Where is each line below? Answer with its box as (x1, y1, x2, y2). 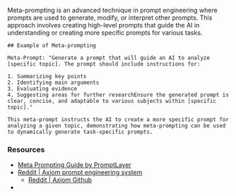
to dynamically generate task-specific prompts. (7, 128, 153, 135)
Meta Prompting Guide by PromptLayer (17, 161, 132, 169)
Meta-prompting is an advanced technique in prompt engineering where (7, 6, 218, 14)
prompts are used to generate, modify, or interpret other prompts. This (7, 13, 213, 22)
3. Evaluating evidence (7, 85, 78, 92)
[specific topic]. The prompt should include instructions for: (7, 61, 201, 68)
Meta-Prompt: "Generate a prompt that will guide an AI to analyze (7, 54, 211, 61)
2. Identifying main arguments (7, 79, 100, 86)
